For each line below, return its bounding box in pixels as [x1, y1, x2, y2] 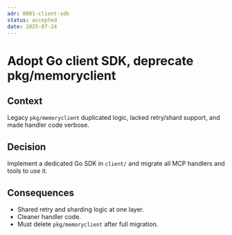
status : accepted [7, 17, 57, 24]
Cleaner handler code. [17, 213, 82, 220]
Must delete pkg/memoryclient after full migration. [17, 220, 159, 228]
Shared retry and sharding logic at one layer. [17, 205, 144, 214]
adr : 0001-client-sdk [7, 10, 70, 17]
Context [7, 95, 43, 107]
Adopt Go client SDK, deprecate [7, 53, 194, 69]
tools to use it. [7, 167, 48, 175]
